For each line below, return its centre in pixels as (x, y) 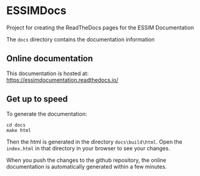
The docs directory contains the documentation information (80, 39)
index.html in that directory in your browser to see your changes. (88, 148)
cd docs (16, 125)
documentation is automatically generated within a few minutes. (87, 166)
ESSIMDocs (37, 11)
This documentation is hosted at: (48, 73)
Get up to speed (37, 99)
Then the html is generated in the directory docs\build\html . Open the (95, 142)
